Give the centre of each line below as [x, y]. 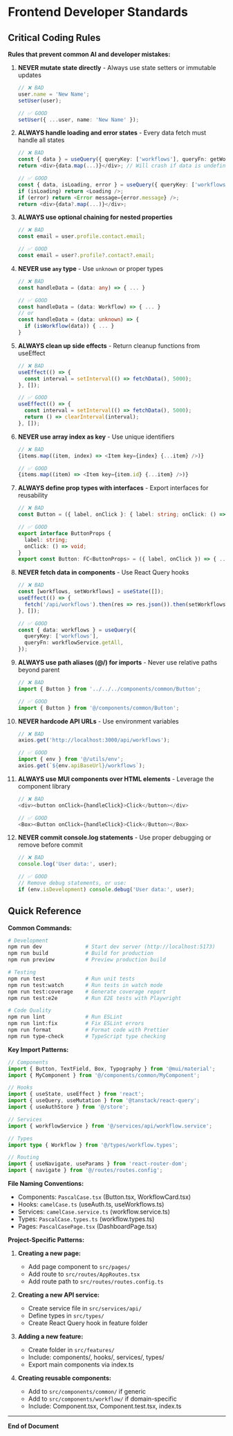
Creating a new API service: [58, 1295]
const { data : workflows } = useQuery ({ [77, 630]
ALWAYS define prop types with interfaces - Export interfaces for [113, 488]
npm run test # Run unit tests [72, 979]
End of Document [34, 1426]
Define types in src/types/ [66, 1316]
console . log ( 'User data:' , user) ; [67, 864]
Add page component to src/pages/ [79, 1267]
